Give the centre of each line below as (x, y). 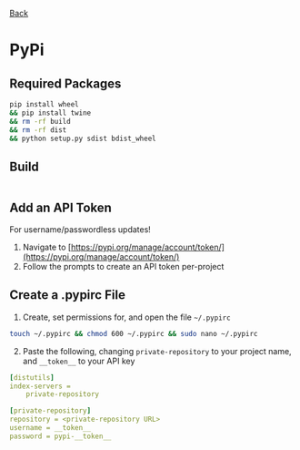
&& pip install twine (50, 113)
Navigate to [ (47, 247)
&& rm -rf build (40, 121)
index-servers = (40, 386)
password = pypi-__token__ (60, 436)
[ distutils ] (32, 377)
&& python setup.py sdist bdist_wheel (83, 138)
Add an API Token (60, 207)
